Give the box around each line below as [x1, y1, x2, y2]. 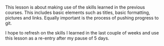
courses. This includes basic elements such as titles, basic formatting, [5, 9, 150, 15]
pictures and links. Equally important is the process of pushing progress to [5, 15, 159, 20]
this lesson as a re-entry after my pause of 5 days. [5, 35, 109, 41]
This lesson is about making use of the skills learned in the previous [5, 4, 145, 10]
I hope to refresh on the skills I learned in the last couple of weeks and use [5, 30, 159, 35]
